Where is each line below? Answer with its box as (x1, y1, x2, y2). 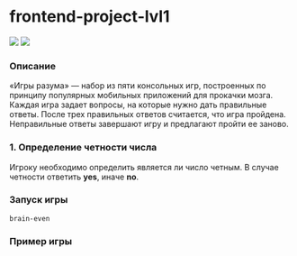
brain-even (9, 214, 50, 223)
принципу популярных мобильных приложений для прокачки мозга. (9, 90, 274, 101)
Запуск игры (9, 194, 68, 206)
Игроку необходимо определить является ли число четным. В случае (9, 161, 279, 172)
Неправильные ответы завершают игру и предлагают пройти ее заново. (9, 119, 290, 130)
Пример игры (9, 234, 73, 247)
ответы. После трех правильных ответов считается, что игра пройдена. (9, 109, 286, 120)
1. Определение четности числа (9, 142, 157, 154)
